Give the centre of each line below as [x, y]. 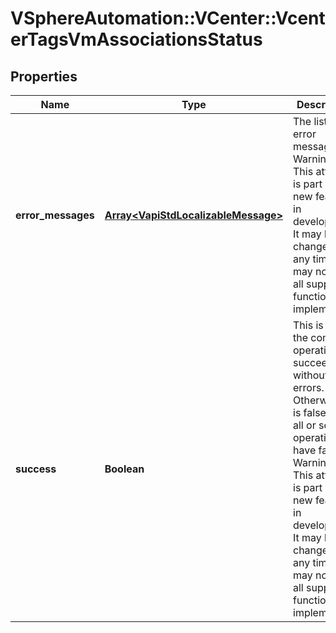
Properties [44, 76]
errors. [309, 387]
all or [305, 425]
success [36, 469]
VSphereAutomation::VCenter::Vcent [168, 18]
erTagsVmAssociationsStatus [136, 39]
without [310, 375]
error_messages [55, 215]
